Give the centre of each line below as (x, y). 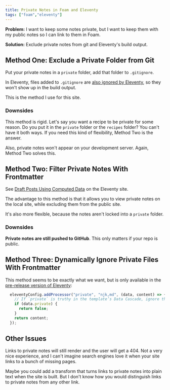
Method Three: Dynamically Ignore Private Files (82, 260)
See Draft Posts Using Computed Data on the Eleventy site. (67, 189)
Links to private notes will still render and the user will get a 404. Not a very (84, 351)
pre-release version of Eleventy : (39, 285)
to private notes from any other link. (42, 382)
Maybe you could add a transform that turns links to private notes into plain (83, 371)
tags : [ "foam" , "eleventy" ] (34, 15)
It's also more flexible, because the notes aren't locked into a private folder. (84, 214)
